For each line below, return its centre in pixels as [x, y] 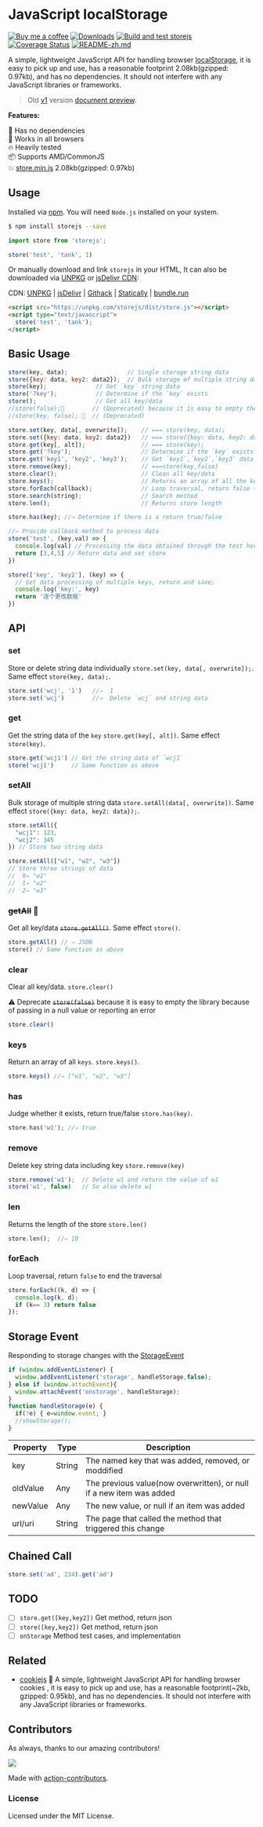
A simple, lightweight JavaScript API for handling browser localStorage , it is [130, 60]
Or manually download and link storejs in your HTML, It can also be [117, 269]
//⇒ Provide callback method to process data [83, 532]
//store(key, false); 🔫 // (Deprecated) [77, 416]
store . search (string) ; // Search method [103, 496]
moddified [104, 1470]
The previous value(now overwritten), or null [167, 1483]
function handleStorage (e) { [56, 1406]
